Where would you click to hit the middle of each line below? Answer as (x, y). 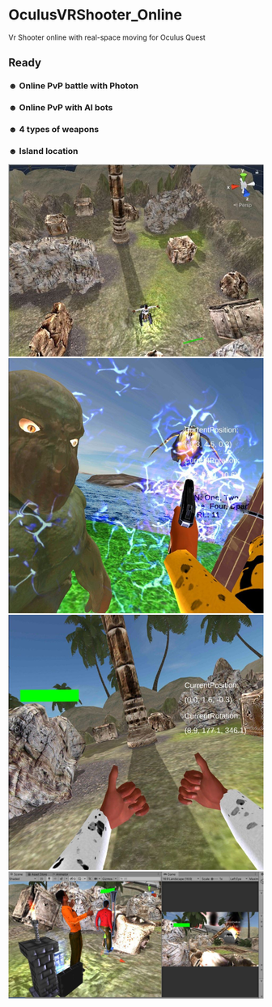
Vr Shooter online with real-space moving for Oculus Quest (107, 37)
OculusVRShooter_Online (95, 15)
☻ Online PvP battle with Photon (74, 86)
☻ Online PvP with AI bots (61, 108)
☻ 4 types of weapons (54, 130)
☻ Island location (43, 151)
